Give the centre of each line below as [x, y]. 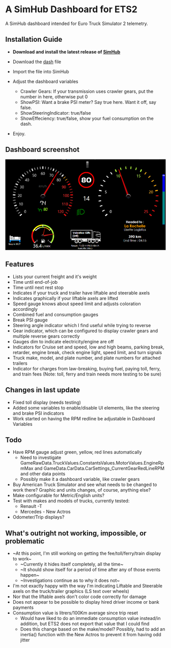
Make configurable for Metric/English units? [59, 496]
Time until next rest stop [38, 287]
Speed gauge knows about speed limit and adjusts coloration [77, 304]
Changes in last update [43, 390]
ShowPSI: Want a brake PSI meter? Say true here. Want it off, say [88, 102]
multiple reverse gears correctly [46, 336]
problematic [25, 541]
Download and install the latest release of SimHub [66, 51]
